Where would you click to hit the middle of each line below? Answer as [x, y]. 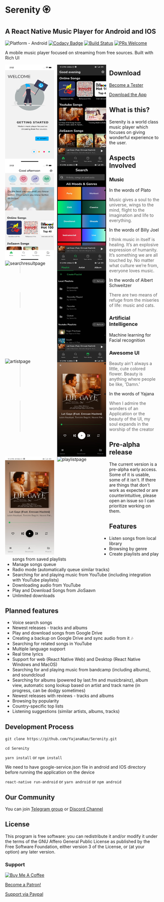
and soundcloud [28, 675]
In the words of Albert [131, 280]
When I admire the [128, 403]
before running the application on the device [50, 772]
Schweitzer [121, 286]
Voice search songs [32, 623]
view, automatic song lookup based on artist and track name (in [76, 685]
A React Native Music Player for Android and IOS [81, 31]
